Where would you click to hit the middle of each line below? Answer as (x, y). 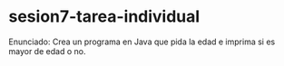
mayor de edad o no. (47, 51)
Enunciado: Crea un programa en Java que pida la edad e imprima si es (142, 42)
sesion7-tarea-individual (104, 17)
